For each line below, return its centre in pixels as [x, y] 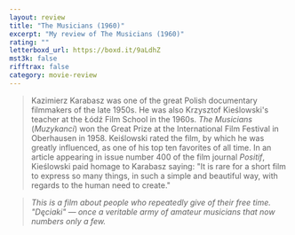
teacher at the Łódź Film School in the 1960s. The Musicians [142, 119]
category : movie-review [53, 75]
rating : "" [29, 42]
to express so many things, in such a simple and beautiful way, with [154, 176]
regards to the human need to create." [101, 185]
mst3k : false [33, 59]
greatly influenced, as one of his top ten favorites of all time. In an [151, 147]
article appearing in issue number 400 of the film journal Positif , [147, 157]
